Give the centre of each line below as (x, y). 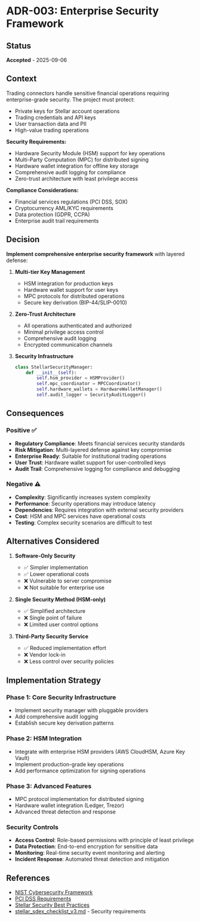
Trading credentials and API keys (56, 117)
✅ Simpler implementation (56, 567)
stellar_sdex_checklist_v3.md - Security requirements (80, 911)
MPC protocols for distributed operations (74, 296)
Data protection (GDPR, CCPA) (53, 214)
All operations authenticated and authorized (78, 325)
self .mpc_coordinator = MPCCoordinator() (89, 384)
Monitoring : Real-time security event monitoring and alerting (90, 853)
